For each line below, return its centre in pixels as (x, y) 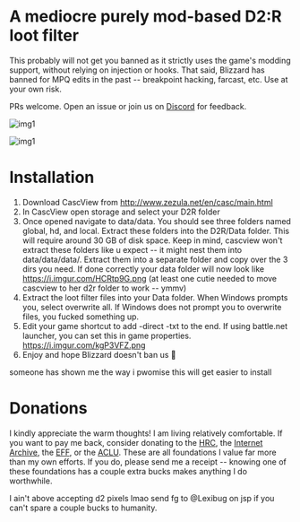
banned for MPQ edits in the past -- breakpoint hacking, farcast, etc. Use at (149, 79)
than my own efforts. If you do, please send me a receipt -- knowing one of (148, 461)
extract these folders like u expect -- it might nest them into (132, 249)
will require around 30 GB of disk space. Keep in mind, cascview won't (152, 240)
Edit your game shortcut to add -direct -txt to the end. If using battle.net (155, 326)
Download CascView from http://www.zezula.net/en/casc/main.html (147, 202)
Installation (52, 178)
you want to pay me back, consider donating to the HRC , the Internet (136, 442)
